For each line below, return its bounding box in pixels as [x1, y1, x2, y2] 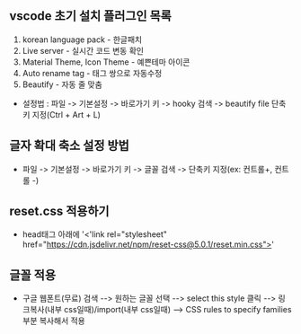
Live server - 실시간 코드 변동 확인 [22, 45, 144, 56]
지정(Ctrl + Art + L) [31, 109, 102, 119]
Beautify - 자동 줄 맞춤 [22, 79, 103, 90]
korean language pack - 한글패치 [22, 34, 142, 45]
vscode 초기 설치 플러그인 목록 [9, 8, 173, 24]
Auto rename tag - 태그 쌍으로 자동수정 [22, 67, 163, 78]
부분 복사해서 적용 [22, 315, 85, 326]
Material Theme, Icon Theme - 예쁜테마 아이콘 [22, 57, 190, 67]
